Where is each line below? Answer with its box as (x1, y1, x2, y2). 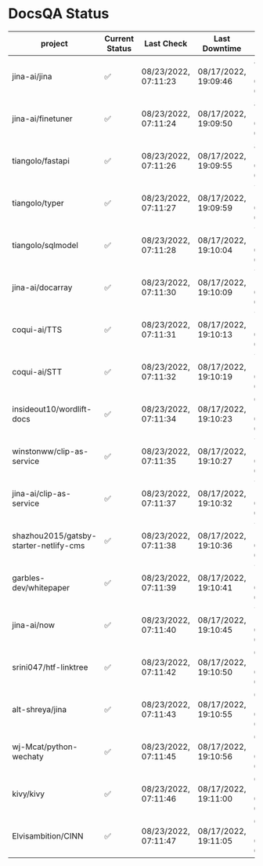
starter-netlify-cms (12, 539, 85, 550)
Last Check (144, 38, 188, 49)
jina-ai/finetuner (12, 113, 73, 124)
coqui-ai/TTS (12, 323, 63, 334)
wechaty (12, 751, 45, 762)
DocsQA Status (8, 5, 110, 23)
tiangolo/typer (12, 197, 64, 208)
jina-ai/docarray (12, 282, 73, 293)
